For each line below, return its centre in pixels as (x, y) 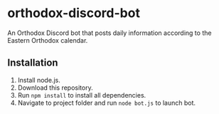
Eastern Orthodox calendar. (48, 40)
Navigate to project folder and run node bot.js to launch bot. (107, 103)
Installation (33, 63)
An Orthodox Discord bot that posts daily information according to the (109, 33)
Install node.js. (39, 80)
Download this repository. (55, 88)
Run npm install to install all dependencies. (82, 95)
